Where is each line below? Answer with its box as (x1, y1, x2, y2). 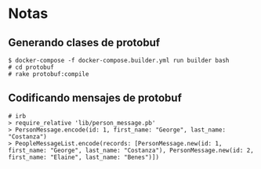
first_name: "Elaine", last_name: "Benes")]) (8, 153, 159, 161)
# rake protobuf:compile (8, 70, 89, 78)
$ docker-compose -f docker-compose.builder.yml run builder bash (8, 56, 230, 64)
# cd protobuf (8, 63, 55, 71)
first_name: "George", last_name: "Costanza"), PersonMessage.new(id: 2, (8, 146, 255, 154)
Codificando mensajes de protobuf (8, 92, 183, 105)
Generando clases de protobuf (8, 36, 161, 49)
